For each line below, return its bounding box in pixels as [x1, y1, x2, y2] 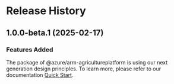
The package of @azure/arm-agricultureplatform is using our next [6, 59, 168, 66]
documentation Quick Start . [6, 71, 74, 78]
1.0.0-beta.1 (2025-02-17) [6, 28, 104, 38]
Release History [6, 4, 86, 18]
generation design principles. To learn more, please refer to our [6, 65, 162, 72]
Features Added [6, 46, 53, 54]
